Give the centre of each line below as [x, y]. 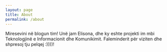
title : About [19, 15]
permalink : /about [25, 19]
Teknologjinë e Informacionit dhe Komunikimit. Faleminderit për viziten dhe [83, 39]
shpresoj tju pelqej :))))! [30, 44]
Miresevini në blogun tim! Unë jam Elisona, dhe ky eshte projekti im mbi [80, 34]
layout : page [19, 10]
